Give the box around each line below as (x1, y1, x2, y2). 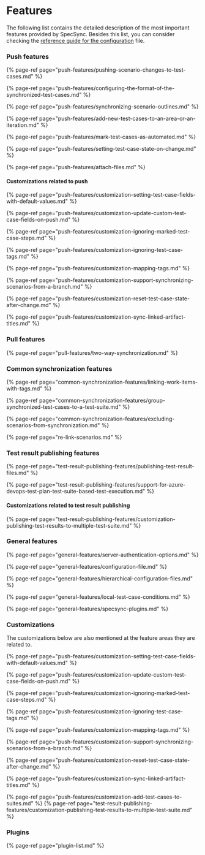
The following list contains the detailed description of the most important (6, 24, 190, 31)
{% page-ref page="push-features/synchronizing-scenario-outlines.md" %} (6, 103, 199, 110)
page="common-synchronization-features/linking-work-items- (39, 378, 198, 386)
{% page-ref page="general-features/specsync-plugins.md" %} (6, 605, 169, 612)
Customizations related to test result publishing (6, 501, 130, 509)
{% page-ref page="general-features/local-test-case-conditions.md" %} (6, 593, 191, 601)
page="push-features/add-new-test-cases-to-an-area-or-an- (39, 115, 196, 123)
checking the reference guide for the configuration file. (6, 37, 145, 44)
